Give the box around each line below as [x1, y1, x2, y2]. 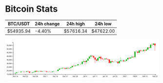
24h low [94, 21, 112, 27]
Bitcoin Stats [5, 3, 58, 15]
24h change [35, 21, 60, 27]
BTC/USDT [8, 21, 30, 27]
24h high [66, 21, 85, 27]
